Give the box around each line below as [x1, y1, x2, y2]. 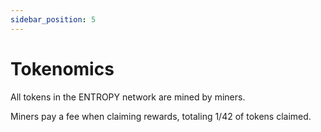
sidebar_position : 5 [10, 14, 97, 25]
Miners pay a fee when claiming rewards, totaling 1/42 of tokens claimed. [10, 110, 312, 122]
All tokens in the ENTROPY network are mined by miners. [10, 91, 246, 103]
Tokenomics [10, 57, 115, 80]
